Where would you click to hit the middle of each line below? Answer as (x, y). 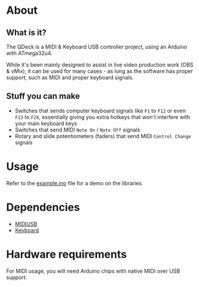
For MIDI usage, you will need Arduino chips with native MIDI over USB (93, 271)
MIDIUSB (26, 224)
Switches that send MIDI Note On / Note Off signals (77, 130)
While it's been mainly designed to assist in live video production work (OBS (100, 65)
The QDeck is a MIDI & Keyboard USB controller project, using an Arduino (97, 47)
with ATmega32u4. (29, 53)
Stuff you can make (43, 96)
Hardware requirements (67, 254)
